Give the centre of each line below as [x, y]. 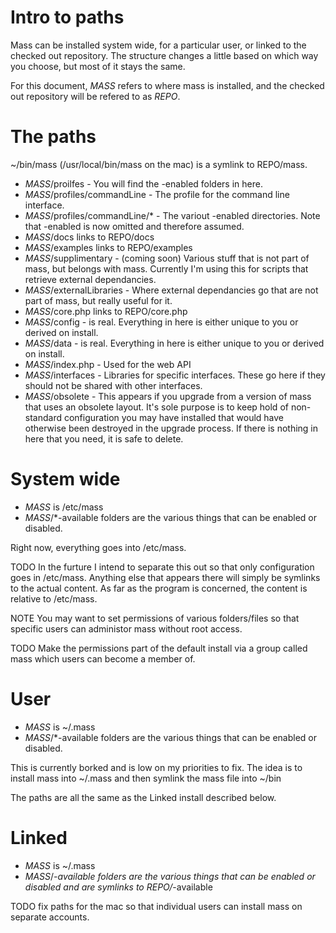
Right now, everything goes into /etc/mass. [98, 547]
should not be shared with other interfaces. [113, 385]
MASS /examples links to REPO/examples [108, 247]
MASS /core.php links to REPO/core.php [106, 311]
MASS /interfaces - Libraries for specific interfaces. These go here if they [175, 375]
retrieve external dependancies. [90, 279]
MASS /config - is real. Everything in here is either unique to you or [161, 322]
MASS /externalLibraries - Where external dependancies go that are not [171, 290]
